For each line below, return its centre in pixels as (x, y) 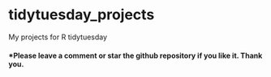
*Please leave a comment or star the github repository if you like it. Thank (135, 55)
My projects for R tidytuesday (58, 37)
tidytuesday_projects (82, 15)
